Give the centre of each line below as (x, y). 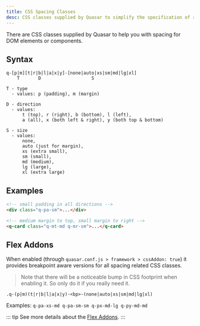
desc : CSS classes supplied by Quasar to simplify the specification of (98, 17)
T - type (17, 89)
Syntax (20, 59)
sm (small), (37, 157)
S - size (17, 131)
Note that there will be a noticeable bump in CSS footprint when (99, 277)
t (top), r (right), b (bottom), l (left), (77, 115)
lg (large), (37, 167)
